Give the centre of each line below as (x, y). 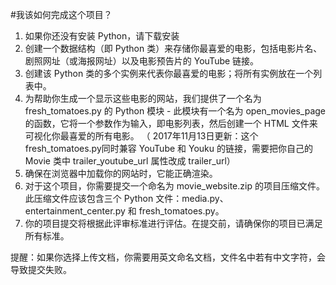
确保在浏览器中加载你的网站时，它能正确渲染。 (121, 173)
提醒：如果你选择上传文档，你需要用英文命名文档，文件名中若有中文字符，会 (168, 257)
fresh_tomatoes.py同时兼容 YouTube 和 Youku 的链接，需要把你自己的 (169, 148)
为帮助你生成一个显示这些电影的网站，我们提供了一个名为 (143, 98)
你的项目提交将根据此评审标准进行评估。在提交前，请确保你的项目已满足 (173, 223)
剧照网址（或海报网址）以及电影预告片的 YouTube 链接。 (142, 61)
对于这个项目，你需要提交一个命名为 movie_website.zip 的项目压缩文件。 (174, 186)
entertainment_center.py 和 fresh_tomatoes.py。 (124, 211)
